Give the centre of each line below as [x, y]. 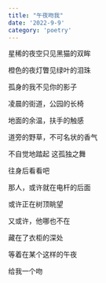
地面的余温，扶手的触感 [46, 121]
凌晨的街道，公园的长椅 [46, 104]
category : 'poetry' [40, 30]
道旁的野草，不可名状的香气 [53, 137]
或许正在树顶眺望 [36, 204]
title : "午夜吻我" [36, 15]
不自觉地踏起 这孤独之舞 [47, 154]
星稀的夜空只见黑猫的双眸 [49, 54]
